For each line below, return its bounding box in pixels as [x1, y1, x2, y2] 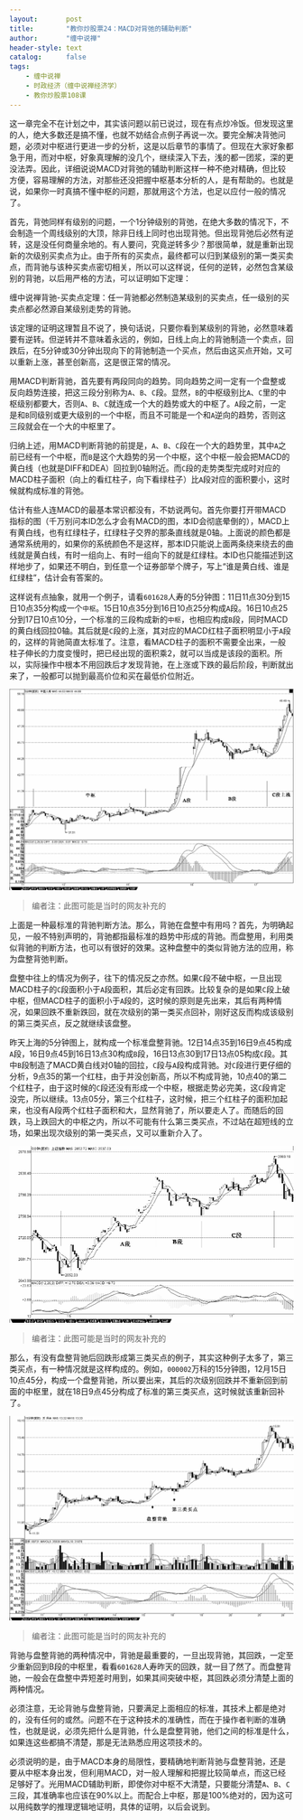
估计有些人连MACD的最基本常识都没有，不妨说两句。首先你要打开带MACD [9, 504, 287, 515]
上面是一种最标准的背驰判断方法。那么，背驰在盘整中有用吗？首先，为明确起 [9, 920, 294, 931]
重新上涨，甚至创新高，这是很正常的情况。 [16, 356, 176, 367]
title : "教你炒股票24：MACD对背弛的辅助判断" [9, 23, 192, 33]
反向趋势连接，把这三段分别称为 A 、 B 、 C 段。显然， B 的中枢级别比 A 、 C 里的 [9, 387, 280, 398]
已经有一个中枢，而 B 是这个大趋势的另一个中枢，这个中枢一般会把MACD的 [16, 451, 290, 462]
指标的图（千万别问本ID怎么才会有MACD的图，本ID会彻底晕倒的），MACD [9, 515, 282, 526]
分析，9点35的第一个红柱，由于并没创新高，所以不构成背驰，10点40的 [9, 1071, 272, 1082]
